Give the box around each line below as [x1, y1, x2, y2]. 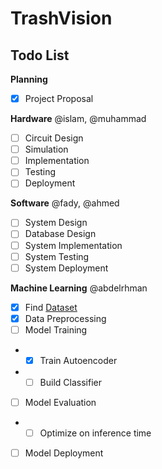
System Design [24, 217, 88, 229]
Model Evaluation [24, 397, 97, 408]
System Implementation [24, 239, 123, 251]
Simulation [24, 143, 69, 156]
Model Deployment [24, 447, 104, 459]
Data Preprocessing [24, 312, 107, 324]
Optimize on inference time [39, 427, 152, 439]
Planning [10, 73, 48, 85]
